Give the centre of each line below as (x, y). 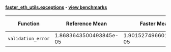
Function (28, 24)
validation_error (29, 39)
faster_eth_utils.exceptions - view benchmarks (56, 7)
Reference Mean (87, 24)
